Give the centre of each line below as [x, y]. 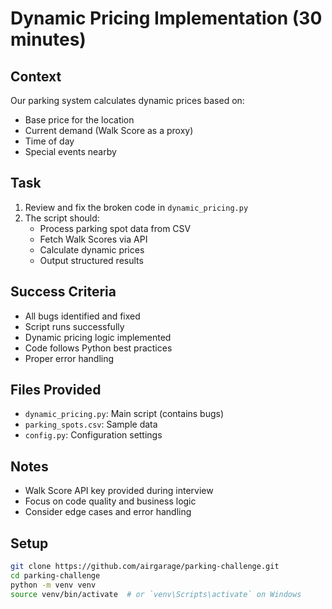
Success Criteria [63, 292]
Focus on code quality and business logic [110, 501]
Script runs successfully [74, 326]
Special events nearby [70, 151]
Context [36, 76]
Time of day [49, 141]
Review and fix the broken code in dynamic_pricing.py [136, 207]
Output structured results [91, 260]
